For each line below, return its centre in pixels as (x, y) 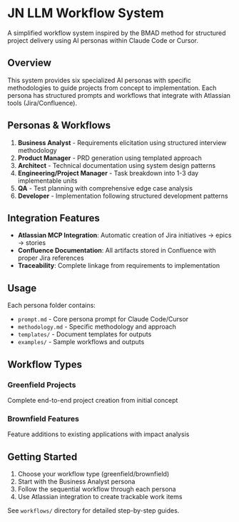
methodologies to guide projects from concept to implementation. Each (112, 88)
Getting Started (42, 457)
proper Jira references (51, 258)
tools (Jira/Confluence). (42, 103)
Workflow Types (45, 365)
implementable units (47, 181)
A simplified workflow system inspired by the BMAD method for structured (117, 33)
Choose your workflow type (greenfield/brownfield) (93, 473)
